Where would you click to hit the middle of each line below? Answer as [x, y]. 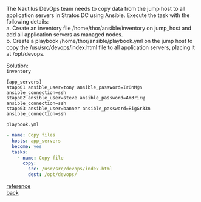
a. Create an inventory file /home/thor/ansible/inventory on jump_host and [99, 28]
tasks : [20, 152]
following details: [28, 22]
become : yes [27, 146]
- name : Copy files [31, 135]
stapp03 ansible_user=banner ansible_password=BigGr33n [78, 109]
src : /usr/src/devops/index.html [70, 169]
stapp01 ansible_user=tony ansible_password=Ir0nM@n [74, 87]
